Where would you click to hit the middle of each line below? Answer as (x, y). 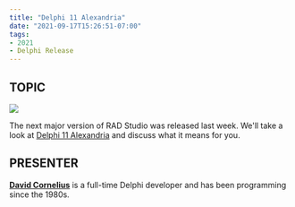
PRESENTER (44, 164)
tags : (19, 34)
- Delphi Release (42, 51)
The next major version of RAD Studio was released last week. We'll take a (146, 125)
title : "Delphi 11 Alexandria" (67, 17)
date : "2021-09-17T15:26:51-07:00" (76, 26)
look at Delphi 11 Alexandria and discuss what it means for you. (125, 134)
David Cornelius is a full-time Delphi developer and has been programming (148, 185)
